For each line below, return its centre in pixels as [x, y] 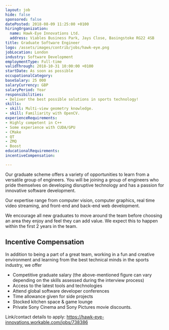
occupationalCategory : [29, 76]
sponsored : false [23, 19]
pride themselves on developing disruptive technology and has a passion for [85, 185]
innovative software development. [40, 191]
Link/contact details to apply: [35, 317]
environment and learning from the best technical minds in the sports [77, 260]
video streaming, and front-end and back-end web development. [73, 206]
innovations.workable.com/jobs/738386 [47, 322]
